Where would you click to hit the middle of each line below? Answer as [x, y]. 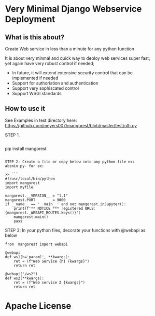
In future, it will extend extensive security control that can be [72, 73]
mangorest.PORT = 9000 [35, 200]
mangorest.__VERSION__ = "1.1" [36, 196]
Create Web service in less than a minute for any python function [70, 49]
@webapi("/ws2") [21, 274]
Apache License [38, 306]
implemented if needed [35, 78]
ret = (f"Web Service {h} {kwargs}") [52, 261]
